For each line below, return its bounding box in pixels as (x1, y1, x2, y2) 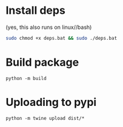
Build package (5, 55, 79, 69)
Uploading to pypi (5, 95, 97, 109)
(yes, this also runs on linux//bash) (5, 23, 92, 31)
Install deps (5, 4, 66, 17)
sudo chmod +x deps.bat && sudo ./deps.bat (5, 35, 118, 41)
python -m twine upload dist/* (5, 115, 85, 121)
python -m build (5, 75, 47, 81)
